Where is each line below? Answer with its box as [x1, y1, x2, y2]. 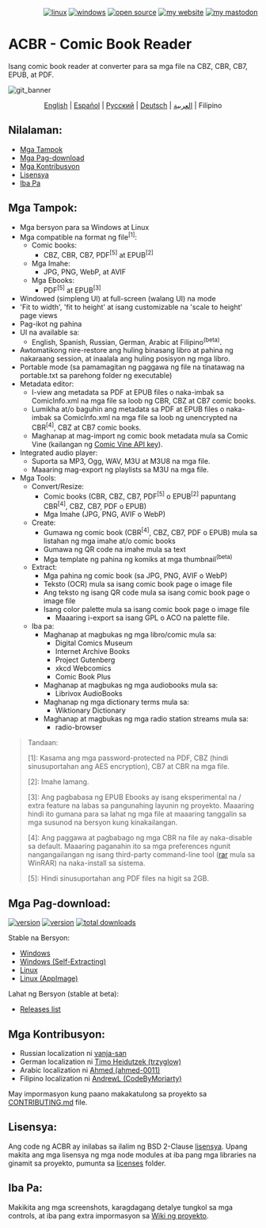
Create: [31, 518, 56, 527]
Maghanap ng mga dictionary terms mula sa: [43, 698, 190, 707]
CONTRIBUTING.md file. [8, 1098, 88, 1107]
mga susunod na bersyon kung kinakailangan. [27, 817, 178, 828]
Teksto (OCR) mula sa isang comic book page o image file [43, 580, 233, 589]
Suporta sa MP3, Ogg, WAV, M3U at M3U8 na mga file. [31, 456, 211, 465]
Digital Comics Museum [55, 638, 133, 648]
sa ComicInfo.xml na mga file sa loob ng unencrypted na [53, 413, 237, 423]
